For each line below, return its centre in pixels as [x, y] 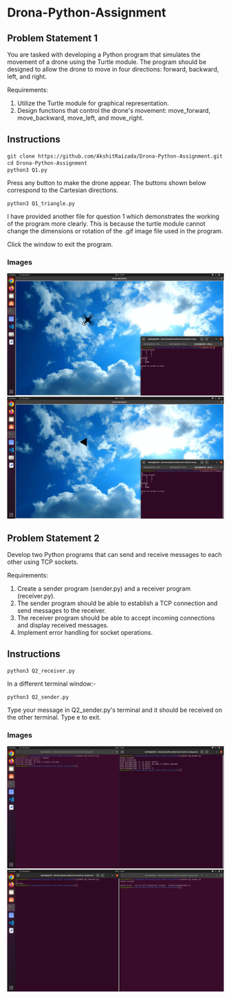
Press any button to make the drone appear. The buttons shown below [107, 182]
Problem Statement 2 [53, 538]
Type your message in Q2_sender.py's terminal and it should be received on [115, 710]
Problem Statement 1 [53, 38]
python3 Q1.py [27, 170]
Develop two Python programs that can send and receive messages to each [114, 554]
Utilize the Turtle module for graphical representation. [93, 103]
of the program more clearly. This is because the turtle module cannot [107, 223]
